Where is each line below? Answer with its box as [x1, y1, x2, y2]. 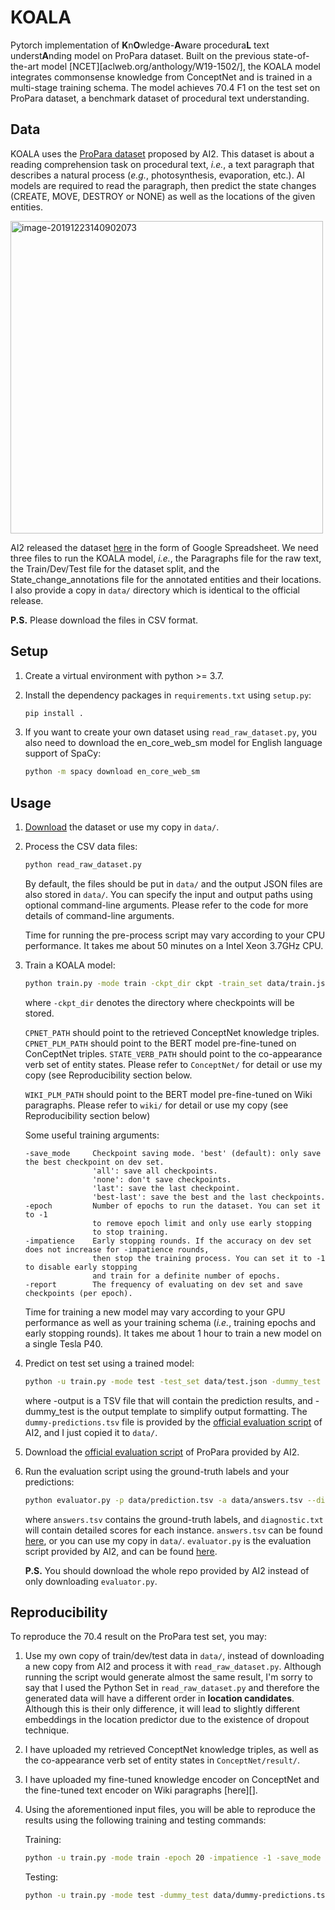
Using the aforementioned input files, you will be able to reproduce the [24, 1804, 316, 1816]
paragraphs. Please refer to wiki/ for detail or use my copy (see [24, 1099, 289, 1111]
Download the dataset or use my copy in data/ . [24, 821, 220, 833]
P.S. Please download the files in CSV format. [10, 614, 198, 626]
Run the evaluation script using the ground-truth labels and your [24, 1465, 290, 1477]
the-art [10, 60, 40, 72]
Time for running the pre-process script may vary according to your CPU [24, 929, 326, 941]
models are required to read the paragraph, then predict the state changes [10, 179, 317, 191]
